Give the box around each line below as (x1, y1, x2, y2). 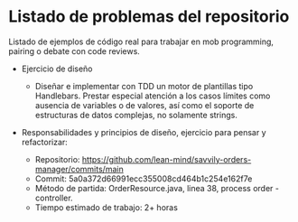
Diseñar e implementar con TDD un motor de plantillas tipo (34, 80, 254, 91)
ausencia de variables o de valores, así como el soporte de (34, 99, 255, 110)
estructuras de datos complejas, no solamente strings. (34, 109, 238, 120)
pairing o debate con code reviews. (8, 45, 141, 56)
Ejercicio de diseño (21, 63, 93, 74)
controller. (34, 192, 73, 203)
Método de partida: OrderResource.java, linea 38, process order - (34, 182, 279, 193)
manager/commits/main (34, 163, 124, 174)
